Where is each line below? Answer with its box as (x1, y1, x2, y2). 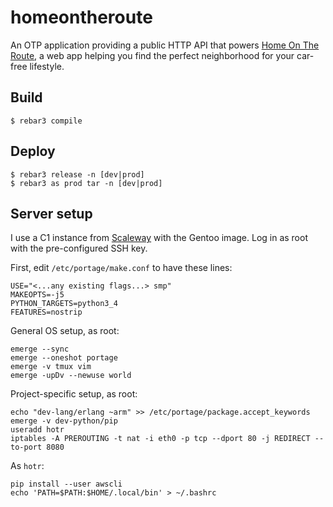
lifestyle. (29, 60, 65, 72)
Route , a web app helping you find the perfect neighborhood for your (10, 49, 295, 61)
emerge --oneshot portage (10, 353, 118, 363)
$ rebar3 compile (10, 116, 83, 126)
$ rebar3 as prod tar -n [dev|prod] (10, 178, 163, 188)
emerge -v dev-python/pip (10, 416, 118, 426)
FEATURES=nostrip (10, 307, 83, 318)
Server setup (10, 205, 93, 222)
